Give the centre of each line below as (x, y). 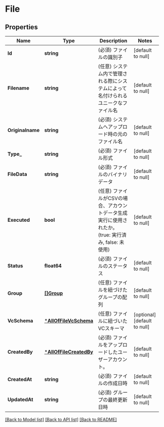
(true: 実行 (110, 235)
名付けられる (113, 96)
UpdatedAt (20, 399)
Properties (21, 27)
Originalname (24, 130)
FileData (17, 174)
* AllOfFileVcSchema (69, 321)
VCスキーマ (111, 328)
